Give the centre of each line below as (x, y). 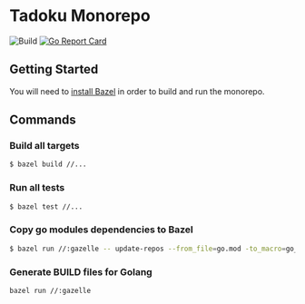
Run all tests (37, 188)
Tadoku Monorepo (80, 16)
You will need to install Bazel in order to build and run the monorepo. (137, 91)
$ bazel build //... (49, 164)
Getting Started (54, 69)
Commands (43, 120)
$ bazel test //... (46, 206)
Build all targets (44, 146)
